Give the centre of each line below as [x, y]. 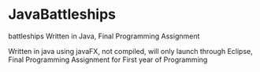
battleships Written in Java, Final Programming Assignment [104, 36]
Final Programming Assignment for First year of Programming [108, 59]
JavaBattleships [62, 14]
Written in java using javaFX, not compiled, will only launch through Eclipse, [131, 51]
